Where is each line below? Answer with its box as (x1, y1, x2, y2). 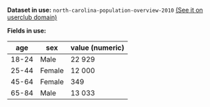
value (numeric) (70, 43, 125, 52)
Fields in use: (7, 27, 46, 35)
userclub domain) (7, 13, 58, 21)
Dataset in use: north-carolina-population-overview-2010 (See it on (7, 6, 203, 14)
